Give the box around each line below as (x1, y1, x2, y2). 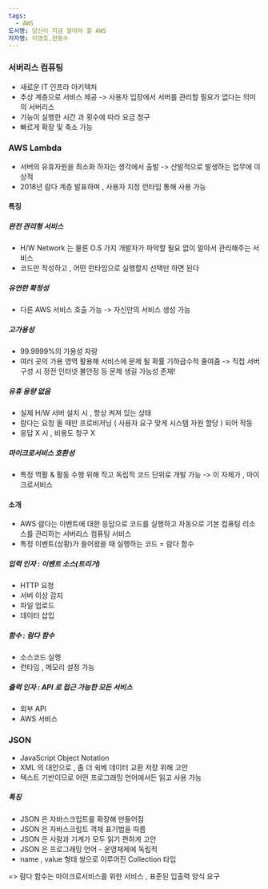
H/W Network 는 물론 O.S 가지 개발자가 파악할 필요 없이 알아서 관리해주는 (19, 243, 251, 253)
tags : (8, 11, 26, 20)
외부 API (19, 704, 46, 714)
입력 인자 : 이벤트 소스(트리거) (8, 559, 100, 569)
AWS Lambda (8, 142, 62, 153)
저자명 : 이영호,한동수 (8, 34, 69, 43)
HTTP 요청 (19, 581, 54, 591)
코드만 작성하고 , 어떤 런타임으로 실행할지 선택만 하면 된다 (19, 263, 200, 273)
